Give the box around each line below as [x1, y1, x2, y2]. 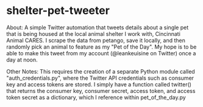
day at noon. [6, 56, 38, 63]
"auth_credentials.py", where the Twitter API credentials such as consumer [6, 74, 194, 81]
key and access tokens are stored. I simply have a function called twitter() [6, 80, 192, 88]
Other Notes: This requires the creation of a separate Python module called [6, 67, 195, 75]
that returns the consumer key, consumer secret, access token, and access [6, 87, 196, 94]
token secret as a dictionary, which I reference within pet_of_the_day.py [6, 94, 186, 101]
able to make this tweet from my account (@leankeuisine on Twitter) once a [6, 49, 196, 57]
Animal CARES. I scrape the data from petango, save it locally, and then [6, 36, 186, 44]
